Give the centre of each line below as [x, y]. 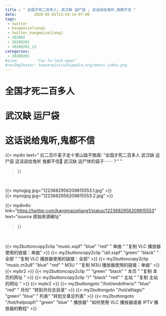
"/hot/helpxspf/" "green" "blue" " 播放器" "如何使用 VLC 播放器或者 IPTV [79, 302]
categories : [17, 51]
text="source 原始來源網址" [33, 217]
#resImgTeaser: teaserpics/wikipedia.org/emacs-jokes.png [66, 65]
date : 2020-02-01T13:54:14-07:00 [48, 14]
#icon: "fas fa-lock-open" [41, 61]
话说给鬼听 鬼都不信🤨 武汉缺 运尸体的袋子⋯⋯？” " [71, 161]
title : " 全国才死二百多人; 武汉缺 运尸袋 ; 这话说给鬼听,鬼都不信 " [71, 10]
